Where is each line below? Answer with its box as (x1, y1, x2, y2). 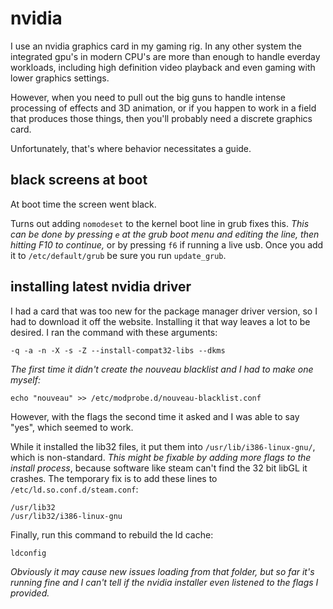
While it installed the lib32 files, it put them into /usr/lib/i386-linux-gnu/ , (10, 440, 316, 452)
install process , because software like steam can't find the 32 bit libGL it (10, 462, 308, 474)
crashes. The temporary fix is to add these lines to (10, 472, 218, 484)
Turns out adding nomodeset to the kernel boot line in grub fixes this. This (10, 217, 310, 229)
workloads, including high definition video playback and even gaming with (10, 61, 316, 73)
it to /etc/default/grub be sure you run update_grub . (10, 249, 227, 261)
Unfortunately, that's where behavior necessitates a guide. (10, 142, 252, 154)
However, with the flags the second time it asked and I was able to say (10, 410, 300, 422)
